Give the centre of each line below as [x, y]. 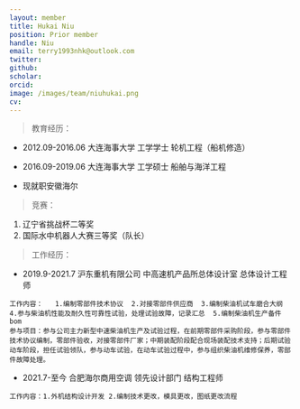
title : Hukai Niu [42, 26]
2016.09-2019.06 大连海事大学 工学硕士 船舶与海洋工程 [124, 167]
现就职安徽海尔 [50, 186]
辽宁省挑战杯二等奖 [58, 224]
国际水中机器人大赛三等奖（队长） [86, 236]
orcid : [22, 85]
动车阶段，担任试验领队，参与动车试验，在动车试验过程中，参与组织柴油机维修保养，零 [147, 350]
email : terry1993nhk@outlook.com [72, 51]
